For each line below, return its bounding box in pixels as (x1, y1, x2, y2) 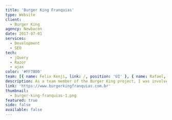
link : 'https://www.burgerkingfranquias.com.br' (5, 83, 111, 88)
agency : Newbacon (5, 27, 42, 32)
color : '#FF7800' (5, 69, 42, 75)
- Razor (10, 60, 27, 65)
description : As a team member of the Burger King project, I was (5, 79, 150, 84)
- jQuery (10, 55, 29, 60)
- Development (10, 41, 40, 46)
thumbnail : (5, 88, 29, 93)
